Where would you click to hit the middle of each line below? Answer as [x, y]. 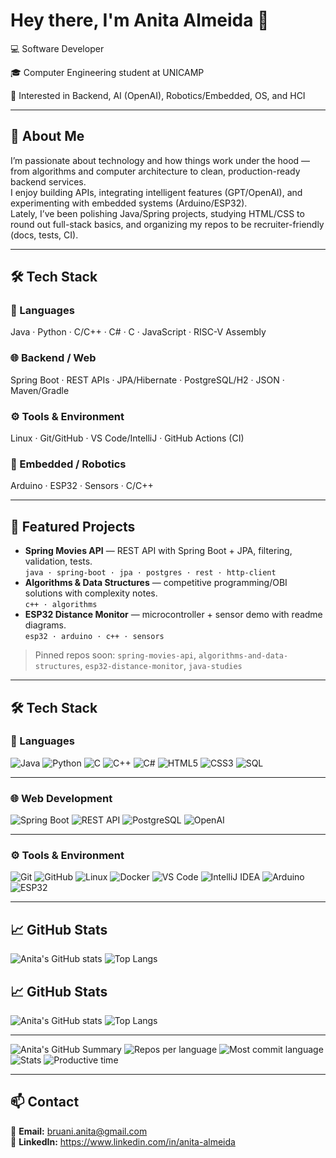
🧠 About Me [47, 136]
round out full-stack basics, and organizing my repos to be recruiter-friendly [167, 224]
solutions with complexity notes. [91, 593]
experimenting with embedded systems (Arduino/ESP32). [129, 203]
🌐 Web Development [61, 798]
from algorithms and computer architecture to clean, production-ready [155, 171]
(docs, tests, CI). [44, 235]
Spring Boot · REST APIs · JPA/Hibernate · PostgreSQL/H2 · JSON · [147, 380]
